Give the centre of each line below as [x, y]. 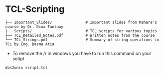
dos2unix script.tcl [27, 68]
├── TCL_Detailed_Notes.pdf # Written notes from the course [80, 35]
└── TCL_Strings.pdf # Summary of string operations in [82, 40]
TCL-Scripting [35, 9]
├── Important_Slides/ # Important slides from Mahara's [81, 22]
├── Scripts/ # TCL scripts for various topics [81, 31]
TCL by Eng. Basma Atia [30, 44]
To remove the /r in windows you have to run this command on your [82, 53]
